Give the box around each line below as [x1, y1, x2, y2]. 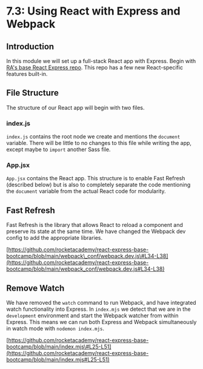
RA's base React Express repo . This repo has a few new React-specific [6, 64, 184, 71]
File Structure [6, 88, 59, 98]
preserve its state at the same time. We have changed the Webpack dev [6, 228, 186, 235]
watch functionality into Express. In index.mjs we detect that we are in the [6, 305, 191, 313]
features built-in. [6, 70, 48, 77]
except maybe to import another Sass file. [6, 146, 111, 153]
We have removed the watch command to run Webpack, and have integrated [6, 299, 196, 306]
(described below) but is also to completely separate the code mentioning [6, 181, 191, 189]
